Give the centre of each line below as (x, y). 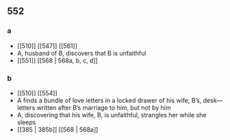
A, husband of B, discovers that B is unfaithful (81, 53)
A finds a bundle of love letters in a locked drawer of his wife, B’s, (109, 100)
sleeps (26, 122)
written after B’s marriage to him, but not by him (104, 107)
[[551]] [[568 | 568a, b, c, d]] (57, 60)
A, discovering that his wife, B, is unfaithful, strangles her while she (112, 115)
